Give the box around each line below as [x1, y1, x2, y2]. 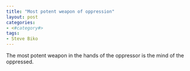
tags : [6, 31, 19, 36]
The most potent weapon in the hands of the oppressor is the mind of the [6, 52, 184, 59]
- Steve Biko [6, 36, 38, 42]
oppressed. [6, 58, 34, 65]
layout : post [6, 14, 38, 20]
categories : [6, 19, 35, 25]
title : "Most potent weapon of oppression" [6, 8, 115, 15]
